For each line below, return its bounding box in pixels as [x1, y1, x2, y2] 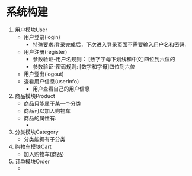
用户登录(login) [23, 33, 60, 40]
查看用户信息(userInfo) [23, 77, 79, 84]
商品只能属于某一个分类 [23, 100, 81, 107]
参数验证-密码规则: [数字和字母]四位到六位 [32, 63, 136, 70]
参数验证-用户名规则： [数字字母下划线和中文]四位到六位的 [32, 56, 175, 63]
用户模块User [14, 26, 48, 33]
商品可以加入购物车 [23, 107, 71, 114]
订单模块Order [14, 158, 50, 165]
